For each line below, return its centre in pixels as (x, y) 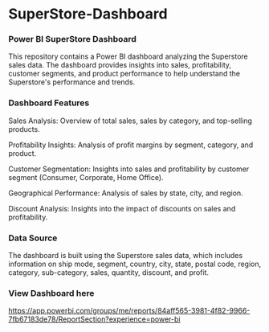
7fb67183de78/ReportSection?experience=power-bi (94, 319)
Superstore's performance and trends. (72, 82)
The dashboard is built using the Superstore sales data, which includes (126, 256)
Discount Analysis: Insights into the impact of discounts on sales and (122, 208)
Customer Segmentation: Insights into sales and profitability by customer (129, 169)
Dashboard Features (49, 103)
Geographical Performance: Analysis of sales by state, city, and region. (126, 193)
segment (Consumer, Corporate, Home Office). (86, 177)
